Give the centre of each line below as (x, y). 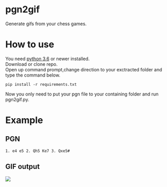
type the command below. (33, 75)
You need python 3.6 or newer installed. (48, 59)
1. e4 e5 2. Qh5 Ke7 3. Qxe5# (38, 151)
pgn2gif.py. (17, 99)
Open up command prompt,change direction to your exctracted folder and (84, 69)
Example (24, 120)
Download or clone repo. (32, 64)
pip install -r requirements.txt (41, 84)
